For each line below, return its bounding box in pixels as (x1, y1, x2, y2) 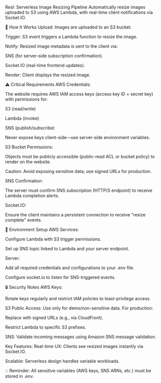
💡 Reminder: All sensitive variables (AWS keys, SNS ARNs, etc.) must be (5, 368, 152, 374)
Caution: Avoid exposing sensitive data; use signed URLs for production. (5, 169, 152, 174)
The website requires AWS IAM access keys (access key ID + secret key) (5, 91, 154, 97)
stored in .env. (5, 373, 34, 379)
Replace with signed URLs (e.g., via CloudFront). (5, 315, 103, 320)
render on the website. (5, 159, 51, 165)
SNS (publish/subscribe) (5, 125, 55, 131)
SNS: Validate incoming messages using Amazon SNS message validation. (5, 334, 157, 340)
